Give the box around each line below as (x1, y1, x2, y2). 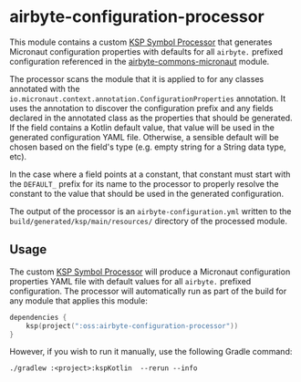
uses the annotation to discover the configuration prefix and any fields (9, 102, 274, 113)
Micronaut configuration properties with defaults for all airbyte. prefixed (9, 46, 284, 57)
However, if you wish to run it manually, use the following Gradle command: (9, 346, 293, 357)
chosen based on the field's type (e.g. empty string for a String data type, (9, 141, 286, 152)
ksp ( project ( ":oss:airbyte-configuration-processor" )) (26, 321, 239, 330)
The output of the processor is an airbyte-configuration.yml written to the (9, 205, 292, 216)
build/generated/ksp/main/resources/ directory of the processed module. (9, 215, 287, 226)
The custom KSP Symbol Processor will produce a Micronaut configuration (9, 266, 291, 277)
